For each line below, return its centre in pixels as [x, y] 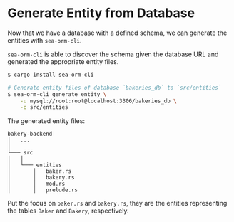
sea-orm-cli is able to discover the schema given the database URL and [113, 54]
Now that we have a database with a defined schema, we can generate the [117, 33]
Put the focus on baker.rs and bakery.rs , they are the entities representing [117, 203]
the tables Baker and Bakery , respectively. [68, 211]
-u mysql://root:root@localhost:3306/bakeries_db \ [98, 101]
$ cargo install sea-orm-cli [51, 75]
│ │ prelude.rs [43, 190]
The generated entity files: [46, 121]
